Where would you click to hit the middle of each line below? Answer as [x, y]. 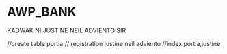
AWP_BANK [42, 12]
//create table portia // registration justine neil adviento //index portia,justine [114, 43]
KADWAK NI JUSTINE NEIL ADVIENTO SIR [67, 30]
